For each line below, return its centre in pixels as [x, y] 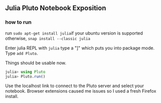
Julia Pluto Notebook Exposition [56, 8]
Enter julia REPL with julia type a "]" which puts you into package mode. [80, 48]
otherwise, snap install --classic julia [48, 38]
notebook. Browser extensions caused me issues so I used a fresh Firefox [81, 91]
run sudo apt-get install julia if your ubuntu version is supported [74, 33]
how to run [18, 22]
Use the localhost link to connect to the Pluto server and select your [75, 86]
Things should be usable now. [36, 63]
